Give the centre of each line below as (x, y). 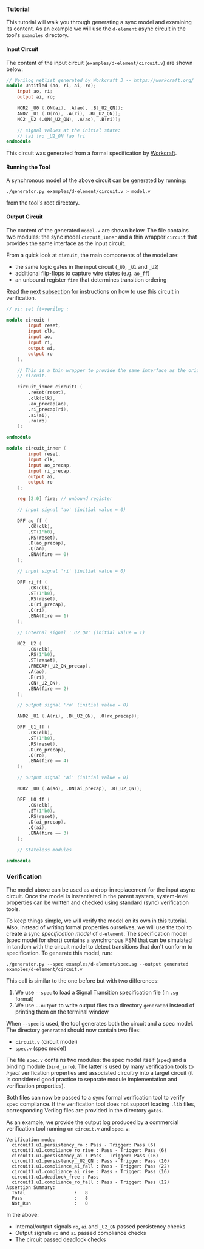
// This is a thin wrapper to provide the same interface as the (102, 370)
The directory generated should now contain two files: (73, 1030)
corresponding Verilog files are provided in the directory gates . (85, 1110)
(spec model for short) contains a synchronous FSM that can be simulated (99, 940)
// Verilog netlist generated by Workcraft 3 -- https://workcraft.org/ (100, 80)
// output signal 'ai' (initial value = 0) (73, 778)
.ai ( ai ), (39, 415)
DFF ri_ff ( (32, 582)
